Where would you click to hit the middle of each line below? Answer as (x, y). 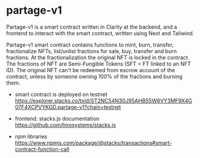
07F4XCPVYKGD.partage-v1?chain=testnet (68, 107)
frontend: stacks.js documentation (57, 118)
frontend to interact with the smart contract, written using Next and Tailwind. (100, 33)
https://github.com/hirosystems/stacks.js (65, 125)
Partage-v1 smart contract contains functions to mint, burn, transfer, (90, 45)
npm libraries (31, 136)
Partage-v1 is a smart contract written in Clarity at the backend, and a (92, 27)
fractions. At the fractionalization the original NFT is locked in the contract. (98, 57)
